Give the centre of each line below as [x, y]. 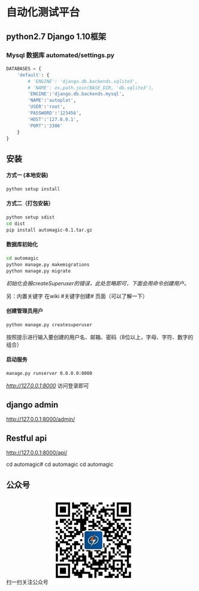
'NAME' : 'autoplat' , [52, 101]
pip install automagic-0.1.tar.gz [49, 230]
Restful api [27, 438]
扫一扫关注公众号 [27, 582]
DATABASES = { [24, 69]
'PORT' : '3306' [45, 126]
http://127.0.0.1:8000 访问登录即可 [48, 385]
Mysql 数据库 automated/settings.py [61, 55]
